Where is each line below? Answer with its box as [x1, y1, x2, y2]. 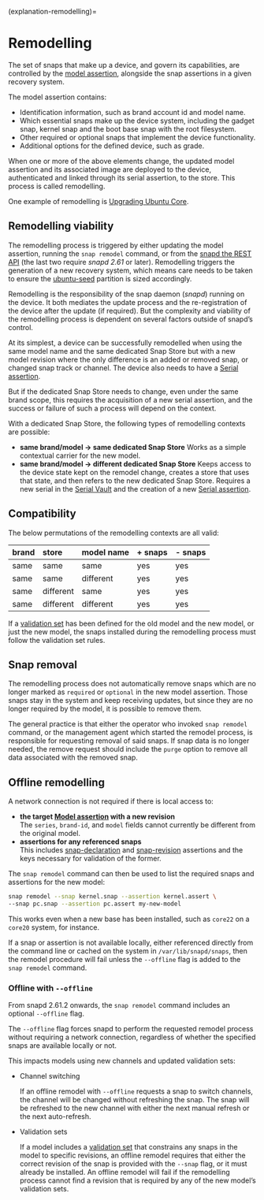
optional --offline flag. [8, 1009, 85, 1019]
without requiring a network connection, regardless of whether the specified [8, 1032, 256, 1042]
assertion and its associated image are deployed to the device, [8, 165, 212, 174]
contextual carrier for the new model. [19, 451, 141, 460]
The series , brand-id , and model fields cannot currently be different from [19, 820, 256, 830]
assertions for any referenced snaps [19, 837, 142, 846]
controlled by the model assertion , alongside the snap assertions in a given [8, 69, 252, 78]
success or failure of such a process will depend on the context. [8, 403, 217, 413]
